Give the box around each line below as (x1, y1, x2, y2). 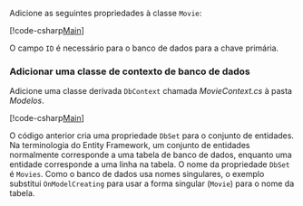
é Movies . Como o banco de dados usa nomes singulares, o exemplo (9, 169, 265, 180)
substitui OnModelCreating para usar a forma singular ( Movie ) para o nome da (9, 178, 295, 189)
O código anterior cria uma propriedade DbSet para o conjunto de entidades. (9, 130, 295, 141)
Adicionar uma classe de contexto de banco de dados (9, 65, 251, 78)
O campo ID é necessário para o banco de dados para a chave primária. (9, 42, 279, 53)
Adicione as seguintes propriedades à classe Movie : (9, 8, 202, 18)
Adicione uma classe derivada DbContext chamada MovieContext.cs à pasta (9, 86, 293, 97)
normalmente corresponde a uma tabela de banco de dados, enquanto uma (9, 149, 292, 161)
